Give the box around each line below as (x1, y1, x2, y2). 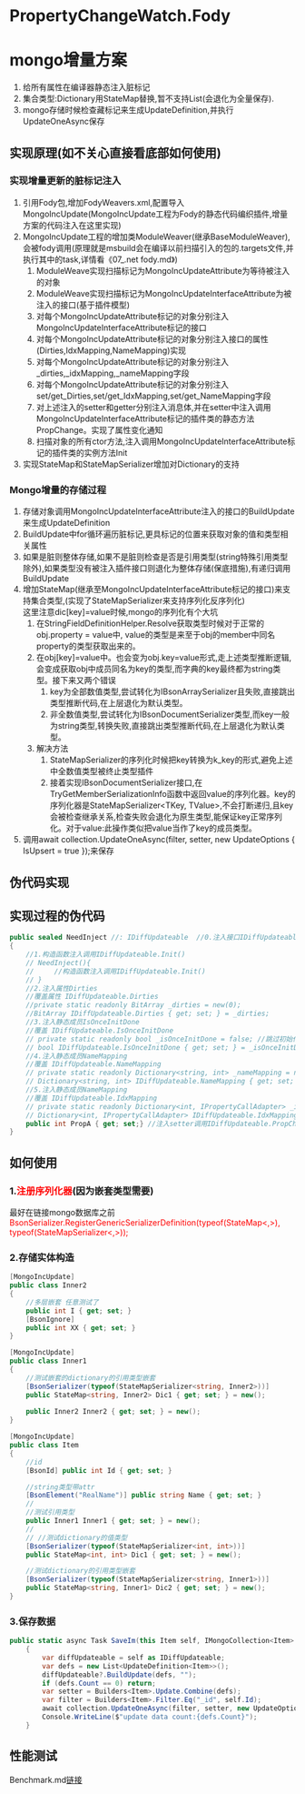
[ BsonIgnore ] (25, 1315, 75, 1324)
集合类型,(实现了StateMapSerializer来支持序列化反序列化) (30, 595, 245, 606)
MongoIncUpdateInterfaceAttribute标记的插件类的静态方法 (35, 413, 255, 424)
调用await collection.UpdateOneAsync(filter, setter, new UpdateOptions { (22, 834, 295, 845)
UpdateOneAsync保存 (22, 116, 105, 127)
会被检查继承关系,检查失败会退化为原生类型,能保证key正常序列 (49, 811, 283, 822)
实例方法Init (84, 447, 128, 458)
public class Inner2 (9, 1281, 88, 1290)
